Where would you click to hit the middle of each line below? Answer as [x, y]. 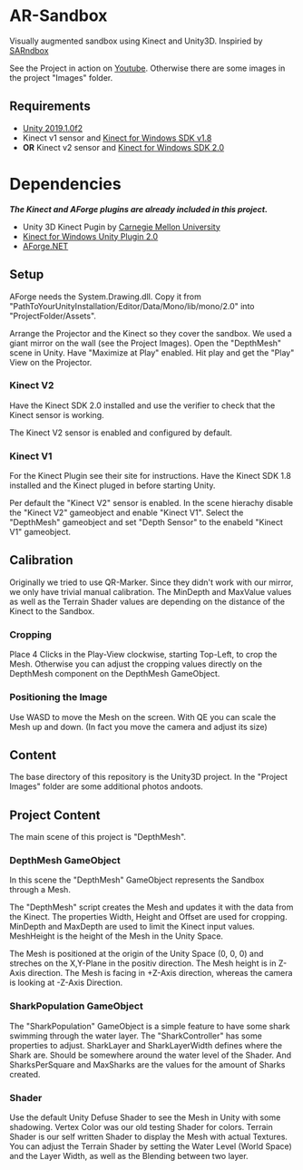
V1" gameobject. [40, 532]
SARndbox [29, 50]
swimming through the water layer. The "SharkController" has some [136, 1036]
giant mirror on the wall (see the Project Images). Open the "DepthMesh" [146, 343]
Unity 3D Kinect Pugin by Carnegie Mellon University [121, 227]
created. [25, 1074]
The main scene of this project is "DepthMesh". [98, 837]
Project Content [55, 815]
